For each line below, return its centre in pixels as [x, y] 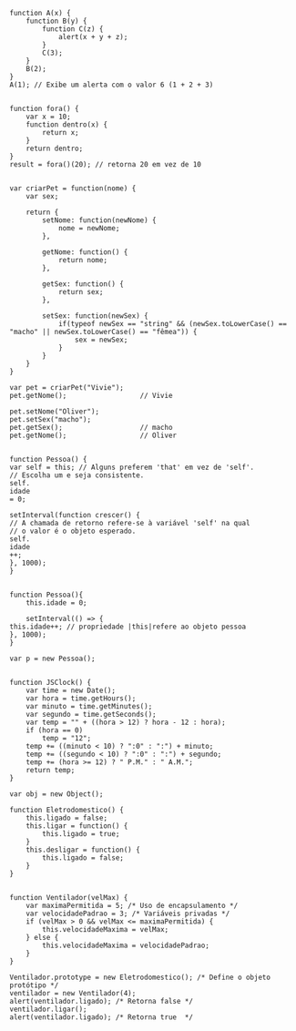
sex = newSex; [101, 340]
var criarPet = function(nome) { [73, 189]
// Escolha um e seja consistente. [77, 475]
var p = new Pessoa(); [52, 658]
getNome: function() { [85, 252]
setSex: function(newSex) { [95, 316]
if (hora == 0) [55, 730]
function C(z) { [73, 29]
